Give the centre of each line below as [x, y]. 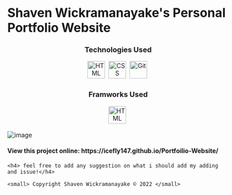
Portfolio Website [59, 28]
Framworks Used [118, 95]
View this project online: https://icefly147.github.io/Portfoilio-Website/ [113, 151]
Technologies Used [118, 50]
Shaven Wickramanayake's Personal [117, 13]
